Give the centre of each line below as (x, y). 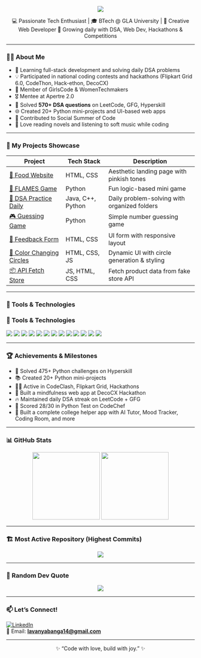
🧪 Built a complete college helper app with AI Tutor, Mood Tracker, (96, 412)
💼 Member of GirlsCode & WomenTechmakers (71, 89)
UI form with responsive (142, 235)
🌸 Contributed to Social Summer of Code (65, 118)
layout (117, 243)
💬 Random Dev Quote (38, 575)
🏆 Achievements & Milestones (52, 356)
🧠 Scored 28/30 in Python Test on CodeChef (70, 406)
